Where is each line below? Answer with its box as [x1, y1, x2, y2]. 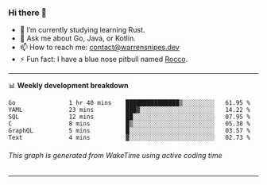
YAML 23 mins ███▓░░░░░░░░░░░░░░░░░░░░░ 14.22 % [8, 106, 250, 114]
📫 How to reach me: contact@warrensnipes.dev [19, 43, 180, 52]
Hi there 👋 [8, 7, 48, 18]
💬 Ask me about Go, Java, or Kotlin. [19, 33, 137, 43]
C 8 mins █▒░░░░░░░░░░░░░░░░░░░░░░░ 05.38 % [8, 120, 250, 128]
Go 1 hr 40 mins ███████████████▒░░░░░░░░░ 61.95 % [8, 99, 250, 107]
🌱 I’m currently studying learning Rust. [19, 25, 145, 35]
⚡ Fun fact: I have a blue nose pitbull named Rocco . [19, 55, 188, 64]
